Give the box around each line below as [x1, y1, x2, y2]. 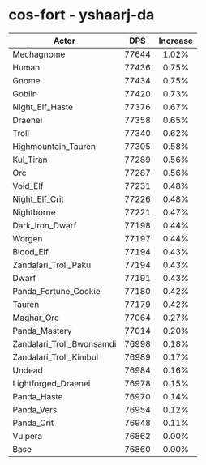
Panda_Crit [12, 417, 54, 429]
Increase [158, 35, 193, 46]
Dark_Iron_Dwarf [12, 220, 77, 231]
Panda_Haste [12, 390, 63, 402]
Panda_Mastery [12, 325, 72, 336]
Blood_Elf [12, 245, 49, 257]
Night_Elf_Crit [12, 193, 65, 204]
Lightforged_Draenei [12, 378, 91, 389]
